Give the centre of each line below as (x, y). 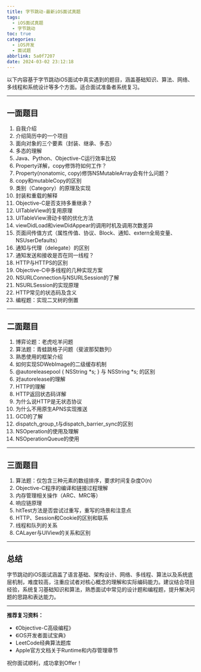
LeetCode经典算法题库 (43, 643)
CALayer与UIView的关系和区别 (53, 532)
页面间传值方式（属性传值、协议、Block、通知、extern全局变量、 (95, 233)
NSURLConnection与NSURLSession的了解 (67, 278)
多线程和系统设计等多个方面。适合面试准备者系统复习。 (75, 87)
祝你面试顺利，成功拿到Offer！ (44, 662)
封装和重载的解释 (36, 196)
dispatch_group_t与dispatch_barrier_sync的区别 (74, 424)
